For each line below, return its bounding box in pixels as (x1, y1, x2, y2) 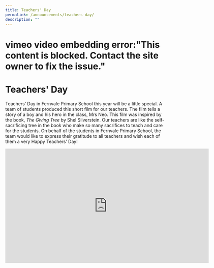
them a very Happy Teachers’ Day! (5, 138, 78, 144)
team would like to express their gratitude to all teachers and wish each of (5, 133, 160, 139)
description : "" (5, 17, 40, 22)
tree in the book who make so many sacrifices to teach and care (28, 122, 163, 128)
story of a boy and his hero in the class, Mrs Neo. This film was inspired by (5, 111, 162, 117)
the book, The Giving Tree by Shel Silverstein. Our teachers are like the (5, 116, 154, 123)
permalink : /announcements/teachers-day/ (5, 12, 95, 17)
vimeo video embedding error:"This (5, 39, 160, 50)
